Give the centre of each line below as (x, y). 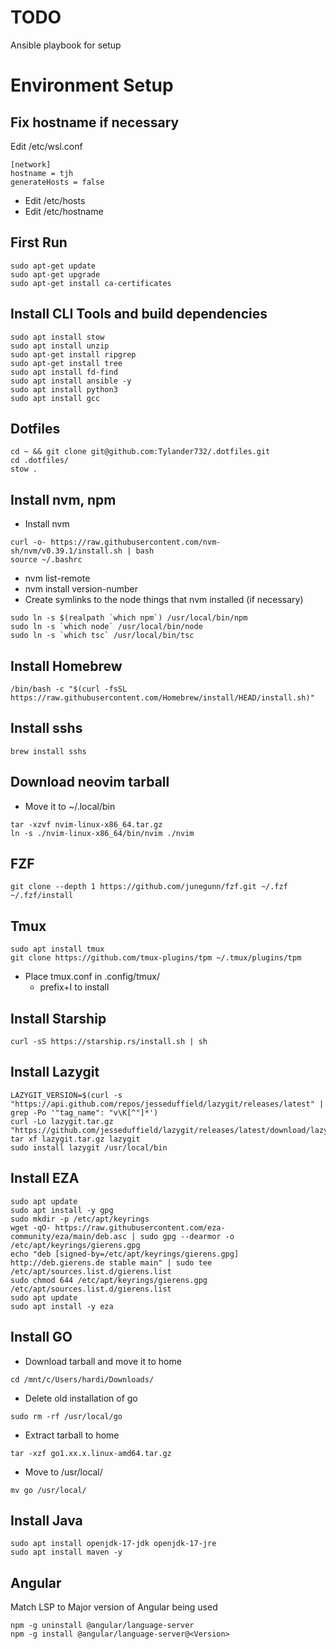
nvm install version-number (81, 589)
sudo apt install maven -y (66, 1552)
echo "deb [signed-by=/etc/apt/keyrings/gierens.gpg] (125, 1254)
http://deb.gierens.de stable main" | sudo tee (111, 1262)
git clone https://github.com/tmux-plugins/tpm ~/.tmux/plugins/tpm (156, 958)
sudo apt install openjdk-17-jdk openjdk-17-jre (113, 1544)
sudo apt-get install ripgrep (73, 354)
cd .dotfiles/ (40, 461)
